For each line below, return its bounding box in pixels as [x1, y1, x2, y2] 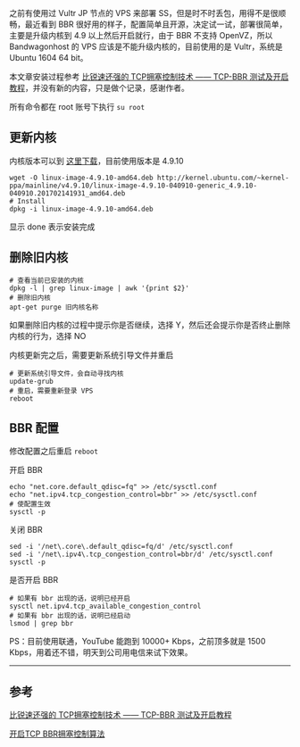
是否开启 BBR [9, 575, 59, 585]
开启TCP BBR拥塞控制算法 [9, 728, 105, 739]
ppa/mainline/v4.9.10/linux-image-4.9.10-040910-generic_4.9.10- [9, 181, 257, 190]
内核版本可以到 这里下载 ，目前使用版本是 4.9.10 [9, 155, 185, 166]
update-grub [9, 377, 54, 386]
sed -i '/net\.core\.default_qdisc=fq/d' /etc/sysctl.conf [9, 543, 234, 552]
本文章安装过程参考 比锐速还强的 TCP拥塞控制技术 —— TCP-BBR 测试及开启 [9, 71, 289, 82]
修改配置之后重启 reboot [9, 445, 98, 457]
